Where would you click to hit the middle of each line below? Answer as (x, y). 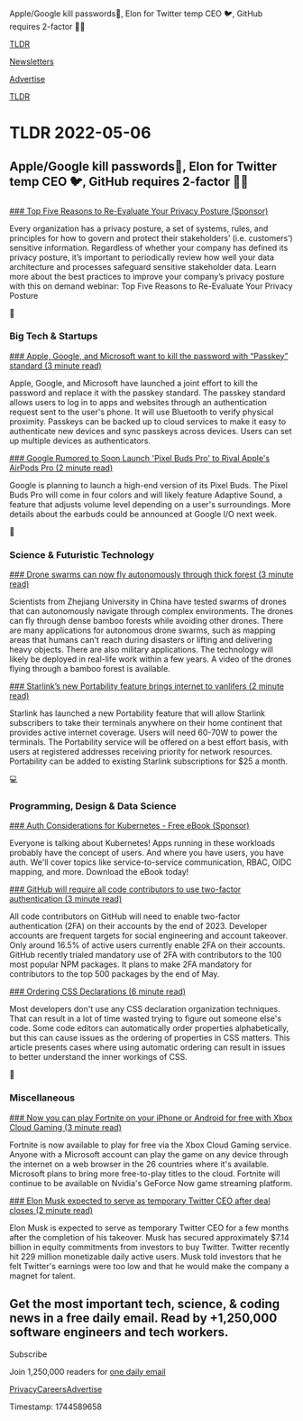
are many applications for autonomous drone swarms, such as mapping (142, 630)
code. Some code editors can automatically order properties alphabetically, (149, 1028)
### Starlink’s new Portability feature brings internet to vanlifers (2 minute (147, 686)
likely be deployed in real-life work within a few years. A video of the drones (151, 659)
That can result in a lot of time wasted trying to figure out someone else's (146, 1018)
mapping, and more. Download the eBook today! (99, 872)
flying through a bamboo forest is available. (90, 669)
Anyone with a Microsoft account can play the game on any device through (149, 1154)
